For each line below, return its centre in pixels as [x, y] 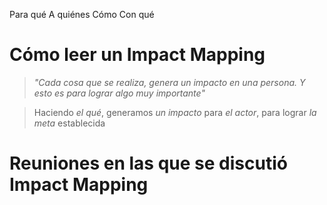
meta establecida [69, 123]
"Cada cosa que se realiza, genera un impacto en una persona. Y [169, 82]
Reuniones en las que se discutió [148, 163]
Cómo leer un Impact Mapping [137, 55]
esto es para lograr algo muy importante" [119, 93]
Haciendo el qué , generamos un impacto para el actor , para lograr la [175, 112]
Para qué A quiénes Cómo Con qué [82, 14]
